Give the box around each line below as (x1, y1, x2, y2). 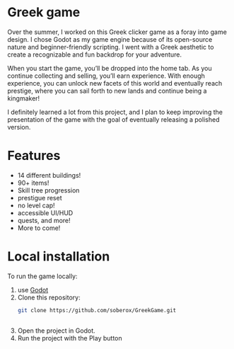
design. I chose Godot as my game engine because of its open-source (7, 35, 213, 43)
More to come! (17, 224, 61, 232)
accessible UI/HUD (17, 208, 74, 217)
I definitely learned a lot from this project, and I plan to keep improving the (7, 108, 223, 116)
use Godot (17, 285, 48, 294)
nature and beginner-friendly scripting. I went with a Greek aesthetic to (7, 42, 214, 51)
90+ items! (17, 178, 49, 187)
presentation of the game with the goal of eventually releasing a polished (7, 115, 220, 124)
